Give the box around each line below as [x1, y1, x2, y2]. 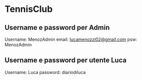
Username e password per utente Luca [4, 56, 127, 65]
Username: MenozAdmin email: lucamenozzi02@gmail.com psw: [4, 36, 137, 42]
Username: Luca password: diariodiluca [4, 69, 86, 75]
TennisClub [4, 3, 53, 15]
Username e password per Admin [4, 23, 110, 32]
